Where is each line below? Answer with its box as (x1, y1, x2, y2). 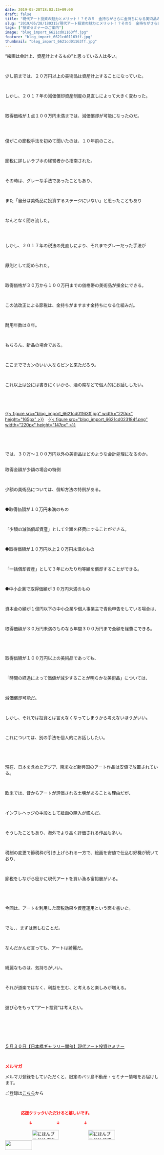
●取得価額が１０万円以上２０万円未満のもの (5, 546, 95, 552)
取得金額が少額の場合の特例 (5, 466, 61, 472)
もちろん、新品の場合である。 (5, 342, 65, 348)
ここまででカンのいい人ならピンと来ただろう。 (5, 362, 99, 368)
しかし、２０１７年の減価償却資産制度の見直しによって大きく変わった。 (5, 93, 150, 98)
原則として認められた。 (5, 262, 52, 268)
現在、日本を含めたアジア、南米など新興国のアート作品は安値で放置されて (5, 764, 154, 770)
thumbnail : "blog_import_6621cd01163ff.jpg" (5, 39, 97, 44)
